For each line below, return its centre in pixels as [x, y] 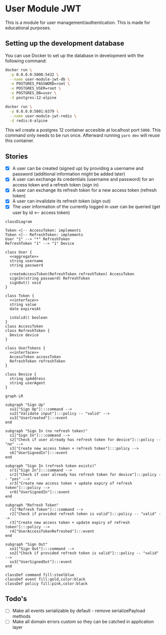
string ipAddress [28, 379]
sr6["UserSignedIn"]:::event [40, 492]
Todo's [16, 599]
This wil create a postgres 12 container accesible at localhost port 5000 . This [83, 130]
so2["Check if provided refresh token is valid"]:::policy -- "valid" [84, 553]
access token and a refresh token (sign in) [55, 185]
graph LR [14, 396]
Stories [17, 156]
